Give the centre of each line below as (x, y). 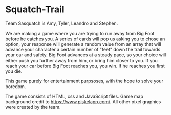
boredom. (16, 86)
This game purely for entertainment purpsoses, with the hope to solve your (84, 81)
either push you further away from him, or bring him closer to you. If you (81, 60)
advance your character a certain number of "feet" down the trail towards (83, 49)
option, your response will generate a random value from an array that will (83, 44)
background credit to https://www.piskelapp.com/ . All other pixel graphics (83, 102)
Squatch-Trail (35, 9)
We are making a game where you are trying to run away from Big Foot (80, 33)
